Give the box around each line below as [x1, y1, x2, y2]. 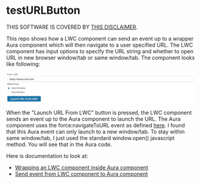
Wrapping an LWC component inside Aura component [14, 164, 148, 171]
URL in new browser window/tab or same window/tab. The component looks [6, 54, 195, 61]
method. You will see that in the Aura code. [6, 141, 112, 148]
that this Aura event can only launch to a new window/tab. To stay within [6, 128, 185, 135]
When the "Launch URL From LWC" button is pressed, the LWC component [6, 109, 192, 117]
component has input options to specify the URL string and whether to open [6, 47, 194, 54]
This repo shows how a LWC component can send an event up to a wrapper [6, 35, 194, 42]
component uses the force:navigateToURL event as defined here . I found [6, 122, 185, 129]
